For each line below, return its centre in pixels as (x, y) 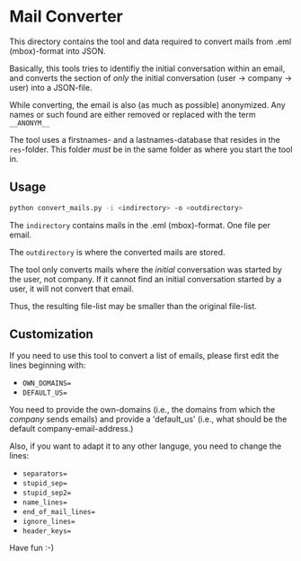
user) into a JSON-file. (51, 87)
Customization (52, 334)
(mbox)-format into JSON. (58, 50)
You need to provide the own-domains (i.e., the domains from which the (142, 410)
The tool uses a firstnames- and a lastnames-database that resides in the (145, 139)
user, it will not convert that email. (72, 289)
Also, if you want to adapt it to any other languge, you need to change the (146, 446)
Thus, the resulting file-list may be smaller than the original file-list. (133, 306)
